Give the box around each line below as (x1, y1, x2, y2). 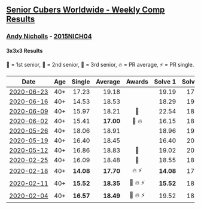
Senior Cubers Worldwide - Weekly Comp (6, 5, 165, 15)
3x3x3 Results (6, 47, 43, 54)
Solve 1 (154, 77, 176, 86)
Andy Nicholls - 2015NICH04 (6, 32, 92, 41)
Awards (126, 77, 148, 86)
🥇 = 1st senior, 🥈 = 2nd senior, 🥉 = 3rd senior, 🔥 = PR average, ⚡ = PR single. (6, 61, 194, 68)
